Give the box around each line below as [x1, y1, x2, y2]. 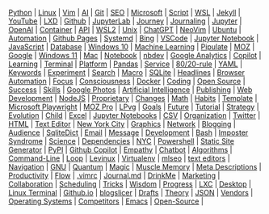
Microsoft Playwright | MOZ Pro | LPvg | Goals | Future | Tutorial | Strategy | [8, 102, 260, 111]
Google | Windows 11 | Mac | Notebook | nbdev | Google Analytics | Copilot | [8, 51, 262, 60]
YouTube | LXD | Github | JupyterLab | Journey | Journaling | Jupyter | [8, 16, 242, 26]
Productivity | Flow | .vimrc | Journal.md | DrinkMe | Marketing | [8, 170, 221, 180]
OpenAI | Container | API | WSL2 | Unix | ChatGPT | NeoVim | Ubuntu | [8, 25, 242, 34]
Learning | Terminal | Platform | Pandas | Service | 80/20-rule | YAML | [8, 59, 243, 69]
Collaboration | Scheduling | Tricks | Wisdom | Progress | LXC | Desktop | [8, 179, 252, 189]
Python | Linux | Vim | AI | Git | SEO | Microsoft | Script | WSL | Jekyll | [8, 8, 241, 17]
